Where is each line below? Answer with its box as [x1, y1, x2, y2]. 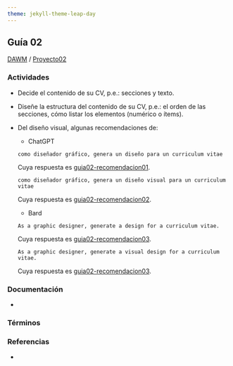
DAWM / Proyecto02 [7, 55, 67, 63]
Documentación [7, 284, 63, 294]
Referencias [7, 336, 50, 346]
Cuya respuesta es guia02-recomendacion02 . [17, 195, 151, 203]
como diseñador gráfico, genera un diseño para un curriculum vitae [17, 151, 223, 158]
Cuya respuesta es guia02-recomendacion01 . [17, 163, 151, 171]
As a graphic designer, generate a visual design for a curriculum [17, 248, 220, 255]
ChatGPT [27, 137, 55, 145]
